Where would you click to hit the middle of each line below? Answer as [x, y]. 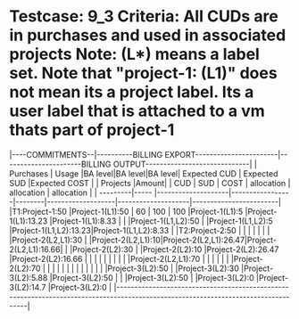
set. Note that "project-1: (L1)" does [144, 74]
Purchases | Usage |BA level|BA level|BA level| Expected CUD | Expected [144, 173]
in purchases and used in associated [148, 35]
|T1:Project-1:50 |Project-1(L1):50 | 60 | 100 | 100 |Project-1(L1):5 [126, 211]
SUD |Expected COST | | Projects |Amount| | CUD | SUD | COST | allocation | [150, 183]
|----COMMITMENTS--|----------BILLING [86, 154]
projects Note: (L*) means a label [135, 54]
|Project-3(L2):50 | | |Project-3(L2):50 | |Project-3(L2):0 [152, 277]
